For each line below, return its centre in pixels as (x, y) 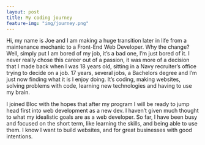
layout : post (23, 12)
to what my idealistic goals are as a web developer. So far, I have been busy (102, 117)
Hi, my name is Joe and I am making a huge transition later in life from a (97, 41)
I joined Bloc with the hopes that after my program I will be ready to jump (98, 104)
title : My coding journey (39, 18)
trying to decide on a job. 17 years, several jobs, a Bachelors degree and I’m (102, 73)
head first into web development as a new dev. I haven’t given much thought (102, 111)
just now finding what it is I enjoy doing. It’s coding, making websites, (93, 79)
